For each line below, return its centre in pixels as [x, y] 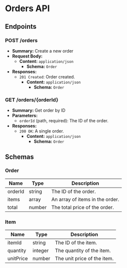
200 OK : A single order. [41, 131]
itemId [15, 243]
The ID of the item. [76, 243]
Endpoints [21, 27]
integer [40, 250]
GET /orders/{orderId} [32, 99]
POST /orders [21, 40]
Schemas [19, 157]
